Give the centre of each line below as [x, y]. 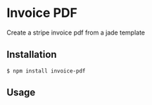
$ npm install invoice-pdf [46, 71]
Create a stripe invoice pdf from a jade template [76, 32]
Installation [32, 55]
